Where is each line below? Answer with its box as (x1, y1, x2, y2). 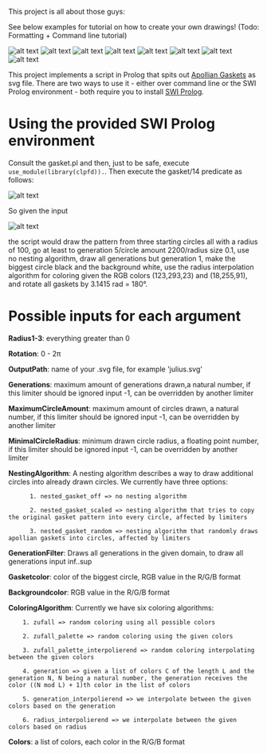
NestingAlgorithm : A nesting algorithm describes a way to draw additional (8, 468, 253, 477)
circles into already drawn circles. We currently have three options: (8, 477, 229, 486)
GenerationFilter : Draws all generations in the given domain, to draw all (8, 548, 244, 557)
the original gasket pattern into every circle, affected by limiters (8, 513, 248, 521)
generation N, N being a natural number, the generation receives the (8, 673, 248, 682)
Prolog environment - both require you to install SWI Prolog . (8, 87, 205, 96)
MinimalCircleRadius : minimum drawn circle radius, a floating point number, (8, 436, 260, 446)
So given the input (8, 206, 69, 215)
